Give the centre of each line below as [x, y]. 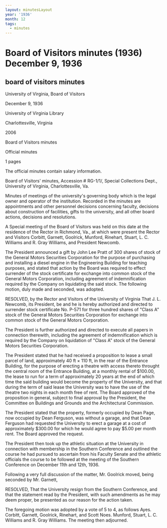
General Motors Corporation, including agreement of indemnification [76, 279]
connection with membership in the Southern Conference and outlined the [82, 449]
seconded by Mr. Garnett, [31, 480]
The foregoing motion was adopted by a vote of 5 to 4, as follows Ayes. [78, 510]
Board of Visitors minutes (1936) [74, 53]
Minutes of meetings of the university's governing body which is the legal [81, 196]
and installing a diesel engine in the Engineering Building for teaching [76, 263]
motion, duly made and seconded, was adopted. [55, 289]
